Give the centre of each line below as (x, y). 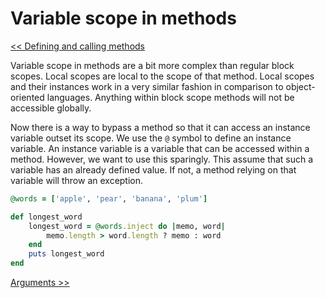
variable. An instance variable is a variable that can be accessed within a (160, 148)
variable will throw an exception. (77, 180)
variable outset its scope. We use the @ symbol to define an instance (151, 138)
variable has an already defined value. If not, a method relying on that (153, 169)
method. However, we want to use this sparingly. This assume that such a (162, 159)
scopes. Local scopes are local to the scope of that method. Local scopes (162, 76)
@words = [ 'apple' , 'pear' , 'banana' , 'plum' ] (109, 198)
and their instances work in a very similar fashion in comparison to (147, 86)
